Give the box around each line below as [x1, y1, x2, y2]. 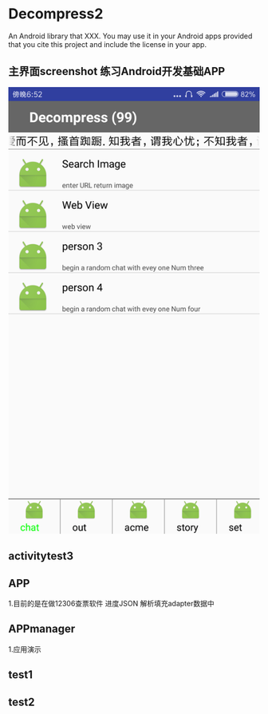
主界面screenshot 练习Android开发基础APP [8, 65, 226, 78]
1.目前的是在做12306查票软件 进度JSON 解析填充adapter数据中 [8, 598, 215, 608]
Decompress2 [8, 5, 104, 23]
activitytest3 [8, 550, 74, 563]
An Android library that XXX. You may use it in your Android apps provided [8, 31, 253, 41]
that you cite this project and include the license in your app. [8, 39, 207, 49]
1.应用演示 [8, 644, 41, 654]
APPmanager [8, 622, 76, 636]
